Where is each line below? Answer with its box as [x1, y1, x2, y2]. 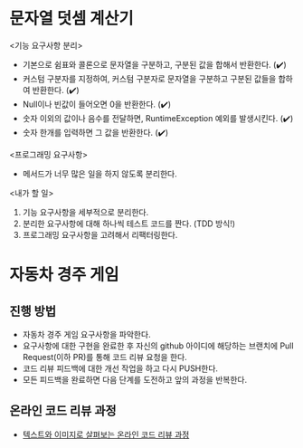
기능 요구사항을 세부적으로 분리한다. [22, 206, 149, 217]
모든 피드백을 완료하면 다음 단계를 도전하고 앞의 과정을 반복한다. [22, 374, 247, 385]
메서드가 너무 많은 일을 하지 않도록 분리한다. [22, 168, 178, 179]
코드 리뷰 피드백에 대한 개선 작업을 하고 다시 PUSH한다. [22, 363, 219, 374]
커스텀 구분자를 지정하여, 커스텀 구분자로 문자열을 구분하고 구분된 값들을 [22, 73, 277, 84]
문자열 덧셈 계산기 [9, 8, 134, 29]
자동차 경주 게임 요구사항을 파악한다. [22, 329, 151, 339]
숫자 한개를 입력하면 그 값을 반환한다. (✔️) [22, 127, 169, 138]
